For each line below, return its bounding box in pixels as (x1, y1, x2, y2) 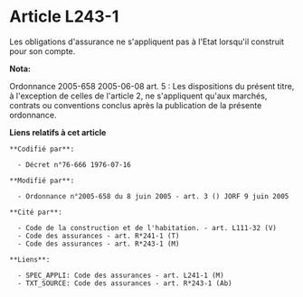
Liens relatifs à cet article (9, 126, 107, 137)
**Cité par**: (9, 208, 63, 217)
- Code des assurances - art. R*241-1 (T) (17, 231, 180, 240)
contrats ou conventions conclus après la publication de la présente (9, 99, 262, 110)
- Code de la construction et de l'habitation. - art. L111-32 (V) (17, 223, 278, 232)
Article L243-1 (9, 6, 119, 27)
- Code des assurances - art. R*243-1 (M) (17, 239, 180, 248)
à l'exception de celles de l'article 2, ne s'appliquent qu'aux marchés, (9, 90, 268, 101)
